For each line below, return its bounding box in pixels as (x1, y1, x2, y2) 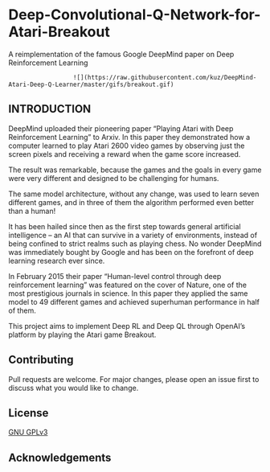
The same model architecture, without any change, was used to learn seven (8, 189, 260, 199)
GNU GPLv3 (8, 428, 48, 437)
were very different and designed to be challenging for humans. (8, 173, 219, 183)
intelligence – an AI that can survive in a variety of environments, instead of (8, 230, 258, 240)
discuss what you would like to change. (8, 383, 139, 392)
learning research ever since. (8, 256, 105, 265)
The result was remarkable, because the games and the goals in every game (8, 165, 262, 174)
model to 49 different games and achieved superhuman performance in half (8, 297, 260, 306)
